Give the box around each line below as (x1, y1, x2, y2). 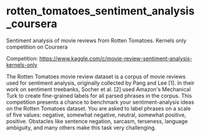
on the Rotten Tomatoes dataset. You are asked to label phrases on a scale (6, 105, 191, 112)
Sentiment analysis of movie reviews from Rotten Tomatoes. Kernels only (6, 37, 187, 44)
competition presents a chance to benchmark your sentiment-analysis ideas (6, 98, 194, 106)
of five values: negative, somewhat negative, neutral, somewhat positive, (6, 111, 187, 118)
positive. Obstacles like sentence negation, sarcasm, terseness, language (6, 117, 188, 124)
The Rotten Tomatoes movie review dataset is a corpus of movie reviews (6, 73, 186, 80)
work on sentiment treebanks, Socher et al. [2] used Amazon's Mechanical (6, 85, 191, 93)
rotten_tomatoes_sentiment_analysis (6, 4, 195, 18)
